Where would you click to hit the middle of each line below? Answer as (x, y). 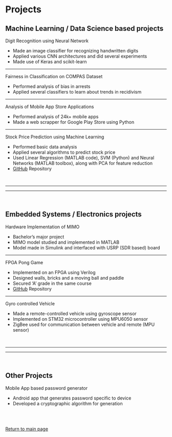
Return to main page (27, 429)
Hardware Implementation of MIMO (42, 227)
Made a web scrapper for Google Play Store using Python (73, 122)
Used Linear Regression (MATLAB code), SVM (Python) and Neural (83, 158)
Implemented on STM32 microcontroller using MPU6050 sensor (80, 319)
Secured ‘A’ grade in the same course (52, 283)
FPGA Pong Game (24, 262)
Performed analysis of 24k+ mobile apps (56, 116)
